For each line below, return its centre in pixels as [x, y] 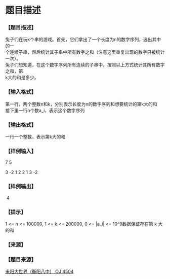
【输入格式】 [21, 92]
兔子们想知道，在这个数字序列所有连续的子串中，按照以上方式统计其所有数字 [85, 65]
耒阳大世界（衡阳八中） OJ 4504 [39, 271]
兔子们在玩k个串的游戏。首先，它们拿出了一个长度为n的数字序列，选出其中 [83, 40]
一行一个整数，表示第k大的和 [35, 137]
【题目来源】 [21, 259]
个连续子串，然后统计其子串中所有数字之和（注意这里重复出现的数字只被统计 [85, 52]
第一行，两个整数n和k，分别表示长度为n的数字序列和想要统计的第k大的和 [81, 104]
